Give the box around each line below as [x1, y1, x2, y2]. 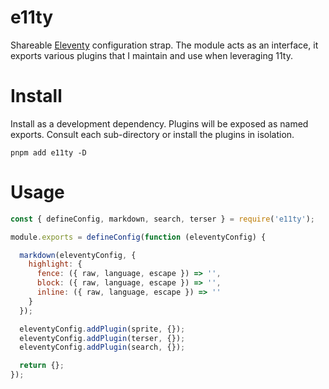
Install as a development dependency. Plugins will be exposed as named [10, 117, 309, 130]
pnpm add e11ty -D [10, 147, 87, 158]
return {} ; [19, 361, 65, 371]
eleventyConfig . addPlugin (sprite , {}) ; [19, 324, 186, 334]
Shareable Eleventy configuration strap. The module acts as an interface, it [10, 39, 319, 51]
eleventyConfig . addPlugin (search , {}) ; [19, 342, 186, 353]
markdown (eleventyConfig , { [19, 250, 137, 260]
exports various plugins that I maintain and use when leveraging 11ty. [10, 49, 294, 61]
